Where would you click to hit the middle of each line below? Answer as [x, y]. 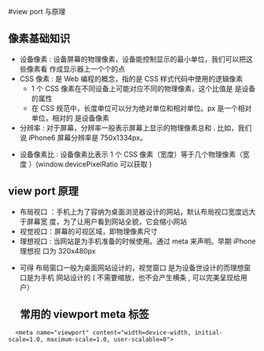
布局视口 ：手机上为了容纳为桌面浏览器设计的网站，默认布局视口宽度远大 [137, 211]
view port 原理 [44, 191]
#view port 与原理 [37, 11]
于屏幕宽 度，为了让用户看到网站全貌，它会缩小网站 [103, 221]
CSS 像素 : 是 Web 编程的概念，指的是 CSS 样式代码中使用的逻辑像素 [131, 79]
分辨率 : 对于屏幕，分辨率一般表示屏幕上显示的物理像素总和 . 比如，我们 [136, 127]
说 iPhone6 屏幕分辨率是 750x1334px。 [83, 137]
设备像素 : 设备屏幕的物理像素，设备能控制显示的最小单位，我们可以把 [132, 59]
